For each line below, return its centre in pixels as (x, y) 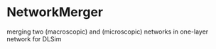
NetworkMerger (55, 12)
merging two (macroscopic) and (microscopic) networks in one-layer (108, 31)
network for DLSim (34, 38)
